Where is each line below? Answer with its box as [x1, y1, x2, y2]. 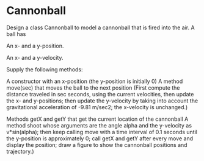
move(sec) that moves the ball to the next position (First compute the [6, 84, 180, 91]
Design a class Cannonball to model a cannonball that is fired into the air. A [6, 24, 195, 31]
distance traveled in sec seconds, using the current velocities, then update [6, 90, 194, 98]
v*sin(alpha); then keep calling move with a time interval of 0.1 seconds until [6, 128, 197, 135]
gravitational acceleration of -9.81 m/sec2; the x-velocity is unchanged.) [6, 103, 188, 110]
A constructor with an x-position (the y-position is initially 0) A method [6, 77, 183, 85]
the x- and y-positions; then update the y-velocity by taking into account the [6, 97, 199, 104]
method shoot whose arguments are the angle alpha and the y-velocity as [6, 121, 192, 129]
